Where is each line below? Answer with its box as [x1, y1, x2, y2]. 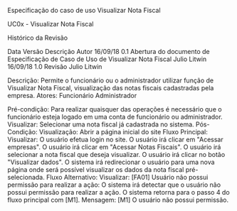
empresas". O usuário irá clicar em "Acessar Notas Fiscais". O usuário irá [7, 143, 221, 151]
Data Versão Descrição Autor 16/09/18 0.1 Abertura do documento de [7, 48, 210, 55]
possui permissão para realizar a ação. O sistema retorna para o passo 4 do [7, 188, 230, 196]
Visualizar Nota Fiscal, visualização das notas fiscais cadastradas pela [7, 84, 214, 92]
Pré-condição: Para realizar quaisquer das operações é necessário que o [7, 105, 222, 113]
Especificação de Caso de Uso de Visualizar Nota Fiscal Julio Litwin [7, 55, 207, 63]
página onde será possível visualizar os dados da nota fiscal [7, 166, 184, 173]
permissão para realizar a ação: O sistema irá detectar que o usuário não [7, 180, 221, 189]
